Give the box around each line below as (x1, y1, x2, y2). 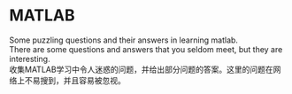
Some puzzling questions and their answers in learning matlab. (9, 35, 239, 45)
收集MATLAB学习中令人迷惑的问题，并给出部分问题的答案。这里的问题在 (9, 64, 273, 74)
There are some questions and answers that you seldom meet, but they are (9, 43, 283, 54)
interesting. (9, 53, 50, 64)
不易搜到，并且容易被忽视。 (24, 74, 126, 85)
